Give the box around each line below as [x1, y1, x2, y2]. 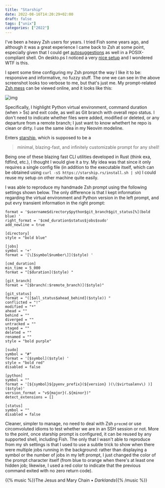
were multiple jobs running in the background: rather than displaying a [5, 447, 147, 453]
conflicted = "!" [5, 300, 41, 305]
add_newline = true [5, 223, 45, 228]
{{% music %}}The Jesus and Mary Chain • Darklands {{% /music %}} [5, 477, 148, 483]
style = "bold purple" [5, 339, 52, 344]
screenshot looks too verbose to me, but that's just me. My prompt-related [5, 80, 156, 86]
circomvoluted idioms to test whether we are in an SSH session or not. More [5, 426, 159, 432]
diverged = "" [5, 317, 34, 323]
